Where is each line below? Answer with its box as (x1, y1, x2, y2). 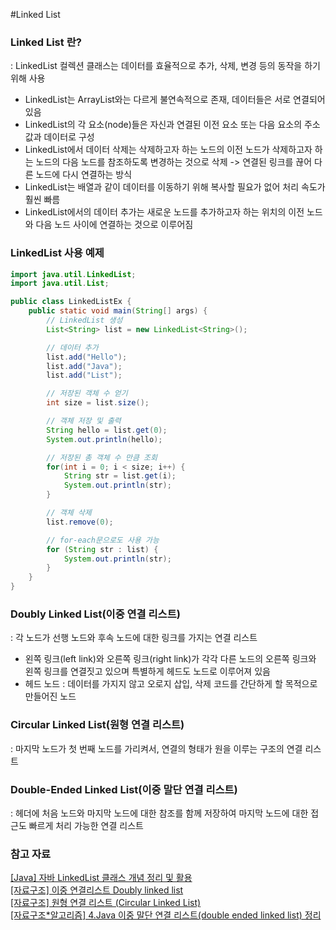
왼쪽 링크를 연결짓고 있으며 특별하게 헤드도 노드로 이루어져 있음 (24, 665, 271, 678)
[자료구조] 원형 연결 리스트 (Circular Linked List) (10, 897, 202, 909)
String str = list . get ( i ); (63, 471, 177, 481)
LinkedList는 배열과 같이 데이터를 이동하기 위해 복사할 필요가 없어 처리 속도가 (24, 181, 326, 193)
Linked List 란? (10, 35, 82, 49)
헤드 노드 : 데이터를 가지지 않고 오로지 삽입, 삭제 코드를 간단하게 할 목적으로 (24, 678, 318, 690)
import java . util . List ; (10, 279, 110, 289)
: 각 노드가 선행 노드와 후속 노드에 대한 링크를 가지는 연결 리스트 (10, 632, 258, 644)
